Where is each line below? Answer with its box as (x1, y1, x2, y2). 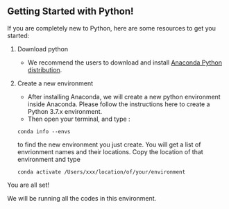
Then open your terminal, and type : (27, 115, 130, 123)
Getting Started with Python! (7, 6, 134, 17)
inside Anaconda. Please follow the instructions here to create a (27, 100, 210, 108)
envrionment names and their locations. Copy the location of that (17, 147, 203, 156)
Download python (17, 44, 68, 53)
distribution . (27, 65, 62, 74)
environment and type (17, 155, 81, 163)
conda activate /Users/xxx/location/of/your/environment (17, 168, 186, 176)
